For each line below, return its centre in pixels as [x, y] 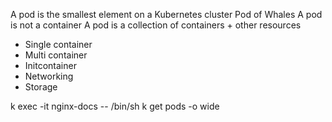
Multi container [56, 55]
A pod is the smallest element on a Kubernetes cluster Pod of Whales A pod [166, 14]
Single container [58, 44]
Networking [49, 76]
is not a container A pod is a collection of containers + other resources [156, 25]
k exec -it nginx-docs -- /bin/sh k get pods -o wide [115, 106]
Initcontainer [50, 65]
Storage [41, 87]
